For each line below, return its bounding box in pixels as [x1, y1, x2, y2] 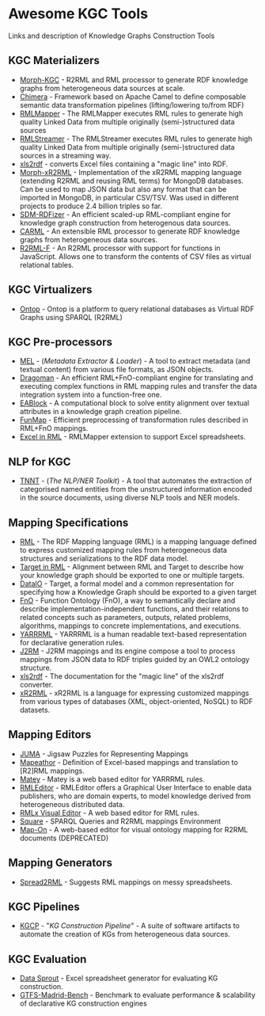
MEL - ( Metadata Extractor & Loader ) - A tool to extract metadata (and [19, 356, 251, 366]
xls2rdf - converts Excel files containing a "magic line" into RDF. [19, 159, 229, 169]
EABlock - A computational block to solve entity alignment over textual [19, 398, 250, 408]
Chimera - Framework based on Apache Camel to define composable [19, 92, 247, 101]
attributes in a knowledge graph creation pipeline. [19, 407, 182, 417]
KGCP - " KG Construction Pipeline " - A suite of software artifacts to [19, 921, 240, 930]
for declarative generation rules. [19, 638, 125, 647]
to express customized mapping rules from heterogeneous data [19, 546, 228, 554]
